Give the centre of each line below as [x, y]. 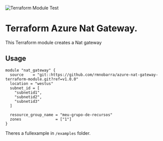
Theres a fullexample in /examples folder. [48, 133]
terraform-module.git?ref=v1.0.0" [42, 79]
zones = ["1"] [41, 119]
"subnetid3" [27, 101]
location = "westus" [32, 83]
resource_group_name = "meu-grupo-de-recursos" [61, 115]
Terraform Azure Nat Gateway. [71, 29]
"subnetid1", [28, 92]
